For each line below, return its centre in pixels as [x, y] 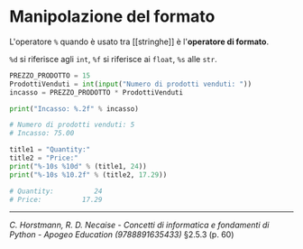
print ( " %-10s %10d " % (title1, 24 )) [78, 166]
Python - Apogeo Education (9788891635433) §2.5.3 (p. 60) [122, 235]
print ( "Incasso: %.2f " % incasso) [74, 109]
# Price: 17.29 [56, 199]
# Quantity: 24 [56, 191]
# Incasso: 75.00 [42, 134]
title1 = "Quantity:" [50, 150]
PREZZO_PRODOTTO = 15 [50, 75]
